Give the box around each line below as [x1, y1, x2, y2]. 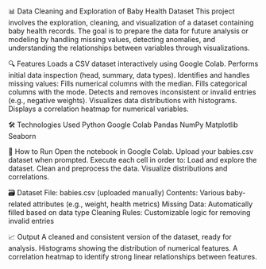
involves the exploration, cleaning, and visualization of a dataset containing [8, 18, 254, 27]
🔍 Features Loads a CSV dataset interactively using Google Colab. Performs [8, 59, 259, 68]
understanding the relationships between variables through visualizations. [8, 43, 250, 52]
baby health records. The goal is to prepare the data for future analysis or [8, 26, 249, 36]
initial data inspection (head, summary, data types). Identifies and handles [8, 71, 250, 79]
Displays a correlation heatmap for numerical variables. [8, 104, 189, 113]
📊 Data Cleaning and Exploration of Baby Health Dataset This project [8, 6, 235, 16]
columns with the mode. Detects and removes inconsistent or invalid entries [8, 87, 256, 97]
